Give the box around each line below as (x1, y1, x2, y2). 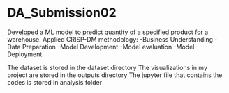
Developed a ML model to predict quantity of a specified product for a (7, 28, 209, 36)
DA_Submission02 (7, 5, 117, 21)
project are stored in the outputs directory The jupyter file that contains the (7, 71, 223, 79)
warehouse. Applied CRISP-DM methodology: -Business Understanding (7, 35, 214, 43)
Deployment (7, 50, 43, 58)
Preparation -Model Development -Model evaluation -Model (22, 42, 195, 51)
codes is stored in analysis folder (7, 78, 103, 86)
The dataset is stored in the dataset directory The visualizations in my (7, 63, 208, 71)
